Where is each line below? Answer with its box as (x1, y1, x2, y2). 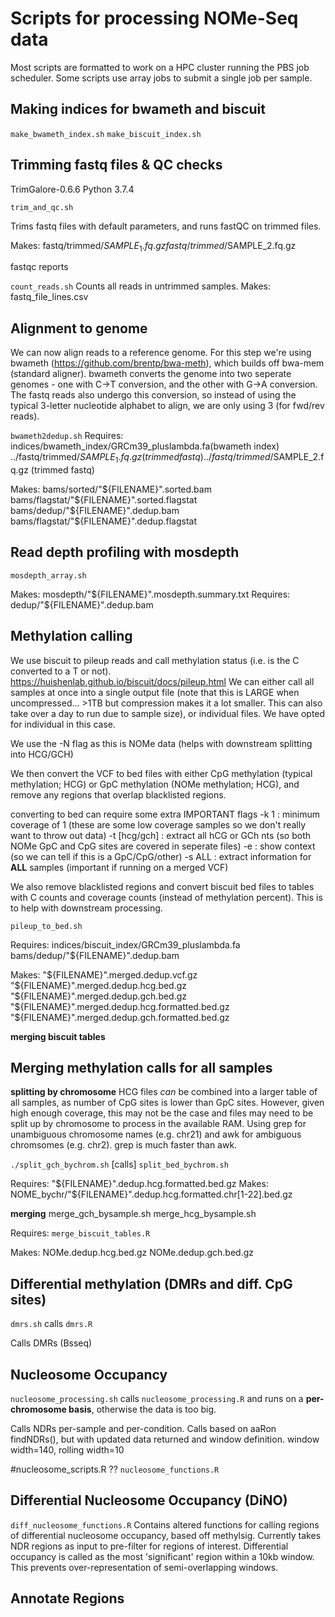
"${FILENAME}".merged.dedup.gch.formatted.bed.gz (10, 1011, 230, 1023)
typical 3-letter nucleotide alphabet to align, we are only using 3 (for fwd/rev (10, 400, 325, 412)
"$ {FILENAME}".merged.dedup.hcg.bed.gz (10, 979, 188, 991)
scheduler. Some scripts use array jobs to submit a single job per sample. (10, 72, 313, 84)
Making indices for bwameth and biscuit (10, 101, 266, 118)
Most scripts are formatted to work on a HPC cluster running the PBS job (10, 61, 310, 73)
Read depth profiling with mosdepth (10, 544, 240, 561)
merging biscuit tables (10, 1030, 106, 1042)
